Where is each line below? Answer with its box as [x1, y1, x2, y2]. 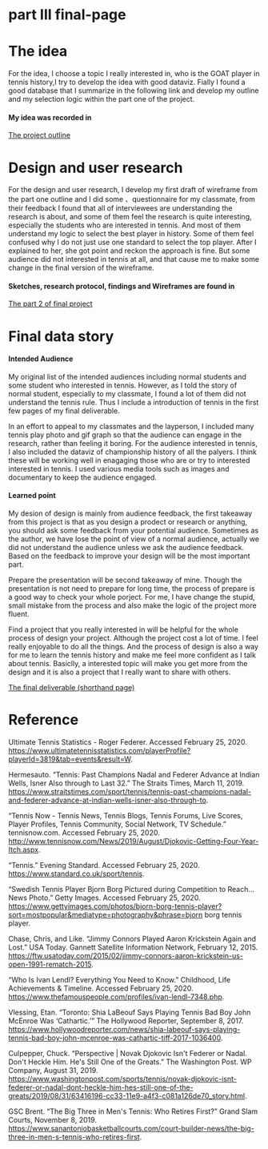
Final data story [8, 327, 114, 345]
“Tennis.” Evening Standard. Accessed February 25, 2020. [8, 861, 200, 870]
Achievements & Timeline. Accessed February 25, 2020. [8, 983, 194, 993]
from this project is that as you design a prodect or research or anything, [8, 517, 248, 527]
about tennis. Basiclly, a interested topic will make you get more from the [8, 659, 248, 669]
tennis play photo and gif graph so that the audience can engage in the [8, 430, 242, 440]
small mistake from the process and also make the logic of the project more [8, 601, 258, 610]
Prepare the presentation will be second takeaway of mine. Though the [8, 575, 242, 585]
